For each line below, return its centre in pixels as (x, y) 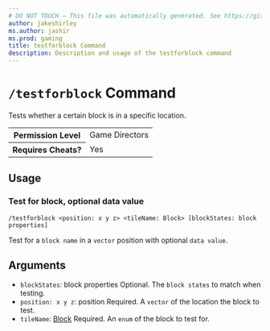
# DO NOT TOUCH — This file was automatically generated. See (115, 16)
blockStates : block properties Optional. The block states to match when (140, 285)
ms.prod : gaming (35, 38)
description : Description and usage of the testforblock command (120, 53)
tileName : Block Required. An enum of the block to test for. (115, 319)
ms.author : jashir (39, 31)
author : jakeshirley (43, 23)
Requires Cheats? (47, 150)
